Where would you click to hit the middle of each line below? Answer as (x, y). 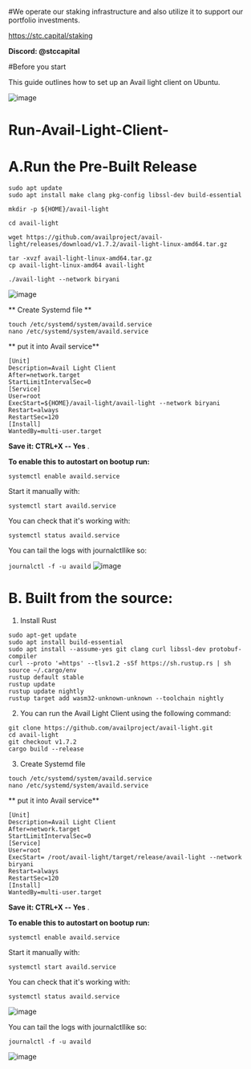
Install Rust (38, 621)
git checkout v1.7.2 (43, 742)
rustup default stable (46, 678)
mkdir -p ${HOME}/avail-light (59, 209)
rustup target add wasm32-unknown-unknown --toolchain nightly (116, 698)
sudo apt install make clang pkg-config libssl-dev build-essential (125, 196)
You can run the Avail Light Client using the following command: (125, 714)
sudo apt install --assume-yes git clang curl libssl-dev (107, 650)
